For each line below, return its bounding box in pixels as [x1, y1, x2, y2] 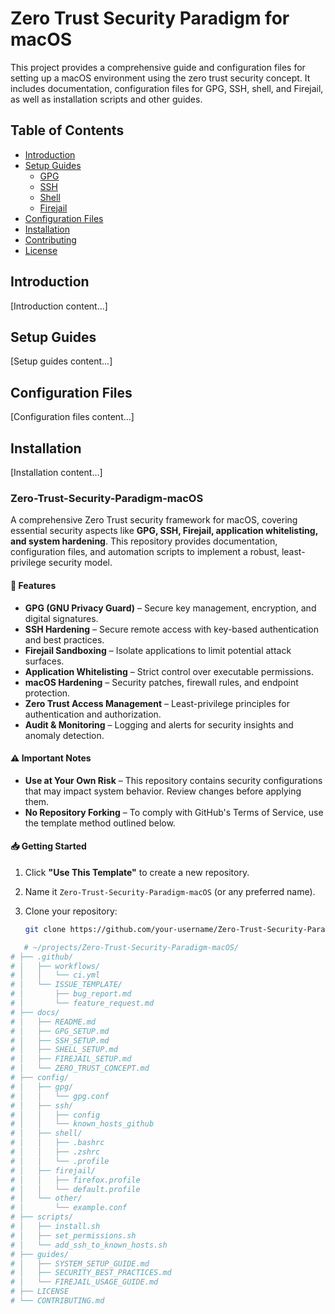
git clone [24, 924, 67, 934]
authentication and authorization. [24, 708, 162, 720]
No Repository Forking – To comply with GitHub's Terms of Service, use [24, 806, 324, 818]
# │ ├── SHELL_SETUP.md [10, 1045, 118, 1055]
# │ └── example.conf [10, 1203, 128, 1213]
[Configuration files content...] [10, 411, 135, 423]
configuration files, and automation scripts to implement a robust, [10, 546, 280, 558]
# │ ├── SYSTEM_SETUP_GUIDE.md [10, 1258, 150, 1269]
